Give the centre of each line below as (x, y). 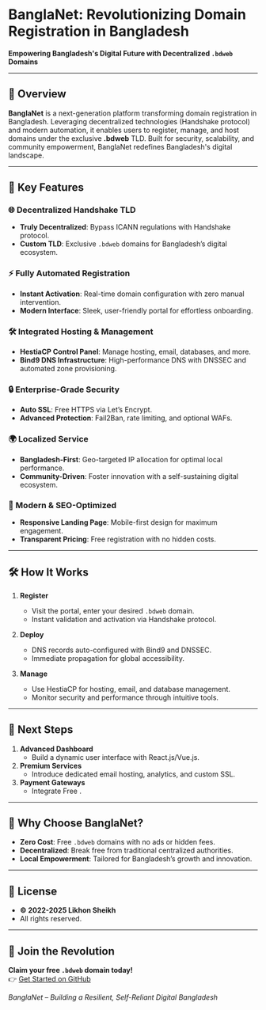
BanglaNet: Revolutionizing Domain (127, 15)
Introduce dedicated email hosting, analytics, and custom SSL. (133, 774)
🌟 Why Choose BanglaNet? (76, 823)
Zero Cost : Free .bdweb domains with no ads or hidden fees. (118, 842)
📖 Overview (37, 94)
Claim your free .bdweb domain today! (70, 970)
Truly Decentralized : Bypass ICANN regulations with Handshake (125, 227)
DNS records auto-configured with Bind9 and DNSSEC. (122, 650)
